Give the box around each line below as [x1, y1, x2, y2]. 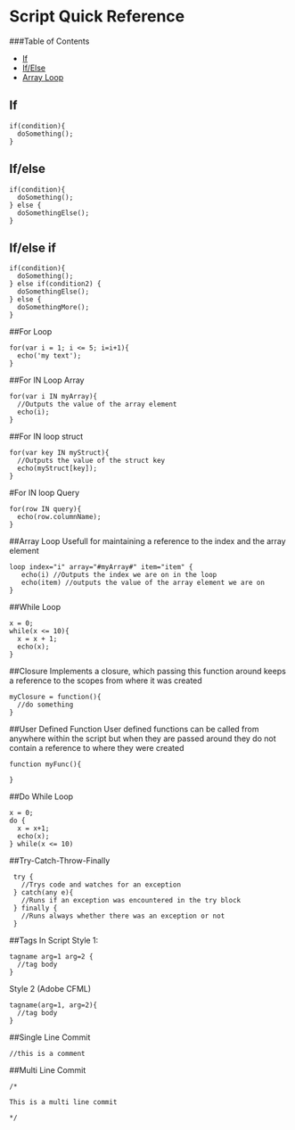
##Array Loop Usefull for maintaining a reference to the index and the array [9, 536, 287, 547]
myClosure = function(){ [9, 693, 102, 702]
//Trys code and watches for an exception [20, 880, 181, 889]
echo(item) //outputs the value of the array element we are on [20, 578, 266, 588]
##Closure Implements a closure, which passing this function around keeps [9, 666, 287, 677]
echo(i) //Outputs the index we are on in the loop [20, 571, 217, 580]
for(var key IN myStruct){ [9, 449, 110, 458]
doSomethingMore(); [17, 303, 90, 312]
